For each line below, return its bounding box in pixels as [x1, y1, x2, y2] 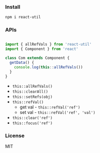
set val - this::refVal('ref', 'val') [19, 109, 96, 115]
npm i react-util [5, 15, 41, 20]
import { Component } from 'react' [5, 47, 79, 51]
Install [5, 3, 21, 10]
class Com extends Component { [5, 55, 70, 60]
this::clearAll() [12, 89, 49, 94]
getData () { [9, 60, 35, 65]
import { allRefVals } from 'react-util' [5, 42, 92, 47]
